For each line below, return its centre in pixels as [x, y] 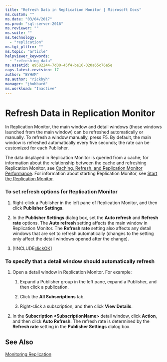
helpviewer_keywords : [28, 56]
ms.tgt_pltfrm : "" [24, 47]
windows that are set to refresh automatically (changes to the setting [83, 233]
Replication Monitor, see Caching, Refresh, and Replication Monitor [74, 168]
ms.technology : [21, 38]
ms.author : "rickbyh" [28, 79]
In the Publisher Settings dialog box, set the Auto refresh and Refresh [85, 218]
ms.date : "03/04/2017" [29, 19]
